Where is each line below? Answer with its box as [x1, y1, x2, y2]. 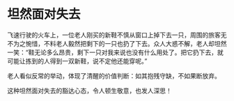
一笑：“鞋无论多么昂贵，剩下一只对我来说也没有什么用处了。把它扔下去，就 [7, 48, 224, 56]
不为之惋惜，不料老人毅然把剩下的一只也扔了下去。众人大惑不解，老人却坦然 [7, 39, 227, 47]
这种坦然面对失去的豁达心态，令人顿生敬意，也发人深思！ [7, 86, 172, 95]
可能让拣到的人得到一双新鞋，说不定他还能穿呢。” [7, 56, 148, 65]
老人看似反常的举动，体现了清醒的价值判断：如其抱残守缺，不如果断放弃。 [7, 71, 221, 80]
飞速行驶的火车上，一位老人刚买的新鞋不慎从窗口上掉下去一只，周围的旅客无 [7, 31, 227, 39]
